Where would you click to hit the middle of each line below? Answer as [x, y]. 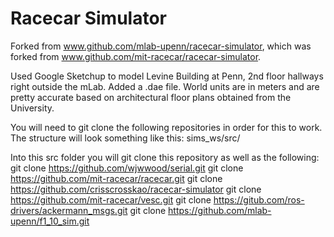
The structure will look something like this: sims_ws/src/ [125, 138]
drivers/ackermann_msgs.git [69, 210]
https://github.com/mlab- [220, 210]
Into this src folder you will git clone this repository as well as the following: [165, 157]
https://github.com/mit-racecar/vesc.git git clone [111, 199]
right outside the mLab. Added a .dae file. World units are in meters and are [165, 86]
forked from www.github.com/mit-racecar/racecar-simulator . [136, 56]
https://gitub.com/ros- [259, 199]
